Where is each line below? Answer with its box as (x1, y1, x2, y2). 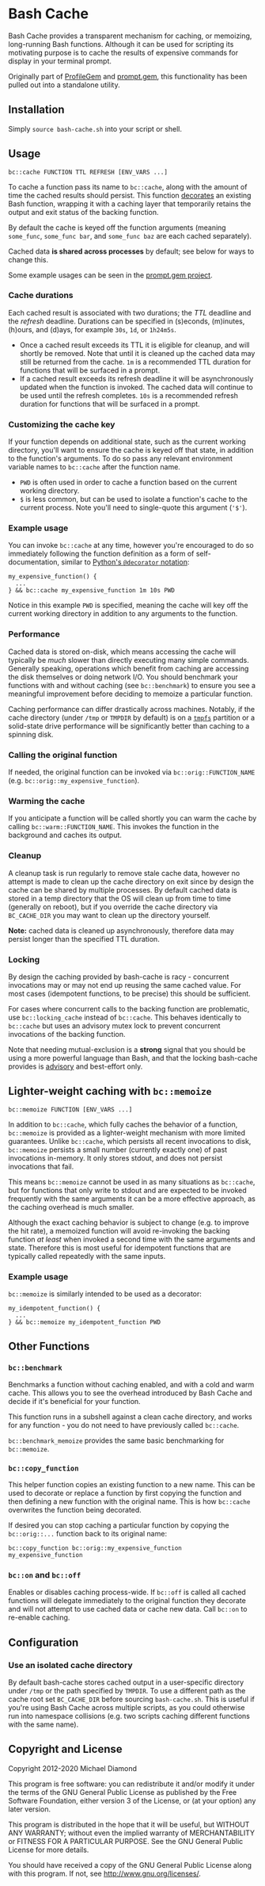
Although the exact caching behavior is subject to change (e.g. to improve (8, 1218, 249, 1227)
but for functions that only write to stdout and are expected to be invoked (8, 1185, 247, 1195)
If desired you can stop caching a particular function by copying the (8, 1521, 229, 1530)
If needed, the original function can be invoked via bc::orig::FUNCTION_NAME (8, 767, 256, 777)
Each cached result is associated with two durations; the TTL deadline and (8, 308, 252, 317)
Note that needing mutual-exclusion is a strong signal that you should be (8, 1044, 246, 1054)
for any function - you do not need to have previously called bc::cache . (8, 1420, 240, 1429)
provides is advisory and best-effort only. (8, 1062, 143, 1071)
